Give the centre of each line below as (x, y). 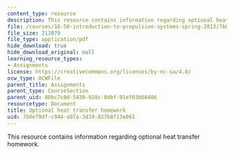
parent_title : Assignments (46, 85)
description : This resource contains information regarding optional (110, 20)
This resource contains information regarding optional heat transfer (104, 137)
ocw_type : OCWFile (34, 78)
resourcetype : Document (42, 104)
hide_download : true (37, 46)
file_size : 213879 (34, 33)
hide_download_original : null (51, 53)
